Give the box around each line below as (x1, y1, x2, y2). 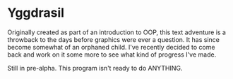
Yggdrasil (7, 5, 65, 21)
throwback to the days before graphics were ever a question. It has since (7, 35, 220, 43)
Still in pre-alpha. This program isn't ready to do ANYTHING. (7, 64, 183, 72)
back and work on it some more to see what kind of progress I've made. (7, 50, 217, 59)
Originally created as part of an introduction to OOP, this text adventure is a (7, 28, 226, 36)
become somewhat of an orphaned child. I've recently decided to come (7, 43, 215, 51)
